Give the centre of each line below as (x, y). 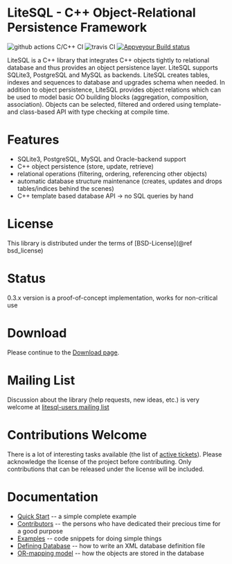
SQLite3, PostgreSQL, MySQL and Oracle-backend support (101, 159)
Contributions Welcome (77, 435)
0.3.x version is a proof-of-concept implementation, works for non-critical (113, 298)
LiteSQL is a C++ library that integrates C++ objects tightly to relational (108, 60)
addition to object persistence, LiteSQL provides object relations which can (114, 89)
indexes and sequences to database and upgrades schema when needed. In (116, 82)
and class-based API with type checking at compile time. (88, 112)
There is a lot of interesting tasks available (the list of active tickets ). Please (115, 454)
